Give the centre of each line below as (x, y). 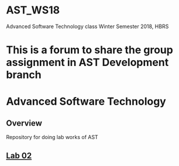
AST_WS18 (33, 10)
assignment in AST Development (87, 63)
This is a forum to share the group (90, 50)
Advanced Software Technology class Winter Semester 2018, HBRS (87, 26)
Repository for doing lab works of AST (52, 137)
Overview (24, 123)
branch (24, 75)
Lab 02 (19, 155)
